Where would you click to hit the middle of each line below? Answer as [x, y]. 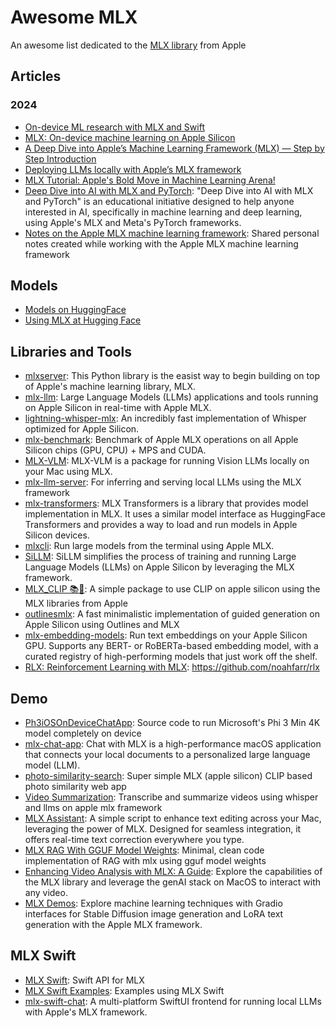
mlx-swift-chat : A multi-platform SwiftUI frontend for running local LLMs [173, 1001]
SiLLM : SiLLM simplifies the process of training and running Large [160, 557]
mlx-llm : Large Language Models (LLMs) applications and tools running [171, 397]
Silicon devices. [57, 535]
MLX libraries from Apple [76, 603]
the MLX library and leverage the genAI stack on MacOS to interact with [173, 882]
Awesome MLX [74, 17]
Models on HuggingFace [75, 310]
